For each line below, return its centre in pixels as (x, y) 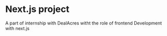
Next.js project (38, 9)
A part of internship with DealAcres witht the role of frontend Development (84, 23)
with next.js (17, 28)
